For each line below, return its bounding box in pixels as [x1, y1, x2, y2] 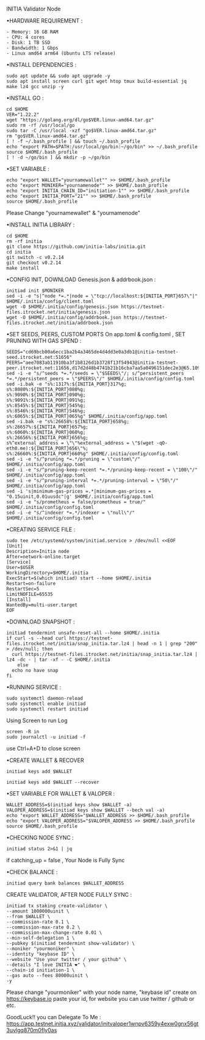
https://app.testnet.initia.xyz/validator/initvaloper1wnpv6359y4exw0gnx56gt [6, 1020, 199, 1027]
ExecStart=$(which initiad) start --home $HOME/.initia [6, 575, 151, 581]
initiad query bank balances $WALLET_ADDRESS [6, 880, 124, 886]
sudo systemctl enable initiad [6, 701, 86, 707]
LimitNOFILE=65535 [6, 591, 53, 597]
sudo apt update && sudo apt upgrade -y [6, 73, 111, 79]
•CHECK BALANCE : [6, 869, 58, 875]
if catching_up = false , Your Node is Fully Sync [6, 857, 125, 864]
